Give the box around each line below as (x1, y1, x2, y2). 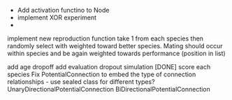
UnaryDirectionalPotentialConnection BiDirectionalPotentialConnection (7, 85, 211, 93)
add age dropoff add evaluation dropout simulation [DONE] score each (7, 63, 211, 71)
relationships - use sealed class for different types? (7, 78, 155, 86)
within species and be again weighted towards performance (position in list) (7, 49, 226, 57)
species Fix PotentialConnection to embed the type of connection (7, 70, 196, 78)
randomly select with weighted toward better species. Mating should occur (7, 42, 223, 50)
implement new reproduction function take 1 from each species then (7, 34, 204, 43)
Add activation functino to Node (17, 6, 110, 14)
